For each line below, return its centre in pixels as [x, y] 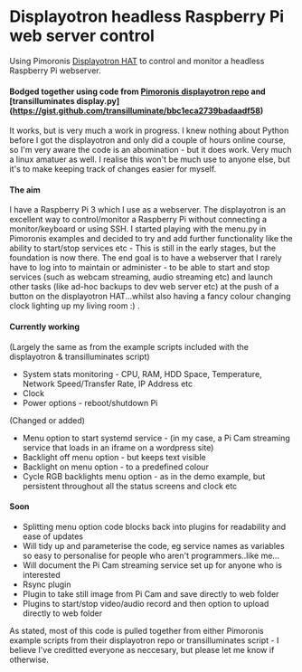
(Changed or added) [47, 420]
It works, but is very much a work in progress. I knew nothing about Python [149, 131]
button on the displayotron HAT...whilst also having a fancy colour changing [150, 297]
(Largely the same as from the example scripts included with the [129, 346]
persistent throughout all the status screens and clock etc [130, 486]
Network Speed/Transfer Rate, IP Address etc [108, 383]
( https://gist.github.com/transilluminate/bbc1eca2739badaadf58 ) [137, 110]
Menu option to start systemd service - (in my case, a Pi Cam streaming [156, 438]
